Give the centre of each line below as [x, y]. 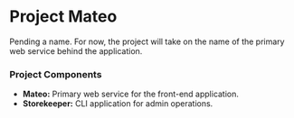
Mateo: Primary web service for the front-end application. [131, 94]
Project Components [56, 74]
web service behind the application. [76, 50]
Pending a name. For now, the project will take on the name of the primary [147, 41]
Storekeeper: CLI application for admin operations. [118, 104]
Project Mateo [63, 17]
